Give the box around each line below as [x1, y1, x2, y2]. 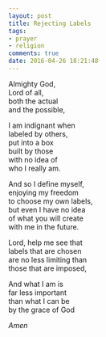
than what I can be [8, 296, 70, 305]
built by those [8, 146, 54, 156]
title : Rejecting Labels [8, 19, 92, 27]
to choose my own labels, [8, 196, 93, 206]
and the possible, [8, 104, 66, 114]
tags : [8, 27, 26, 35]
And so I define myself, [8, 179, 84, 188]
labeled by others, [8, 128, 68, 138]
